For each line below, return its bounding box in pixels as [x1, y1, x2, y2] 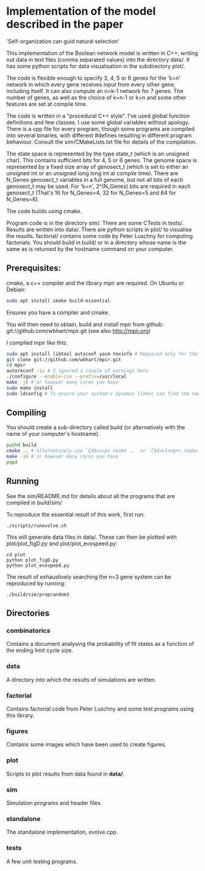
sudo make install [6, 384, 53, 391]
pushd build [6, 442, 37, 448]
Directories [6, 608, 50, 619]
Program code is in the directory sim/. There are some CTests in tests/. [6, 219, 184, 226]
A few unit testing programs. [6, 858, 78, 865]
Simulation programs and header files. [6, 799, 103, 806]
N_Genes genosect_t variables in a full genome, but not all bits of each [6, 176, 184, 183]
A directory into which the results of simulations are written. [6, 676, 157, 683]
